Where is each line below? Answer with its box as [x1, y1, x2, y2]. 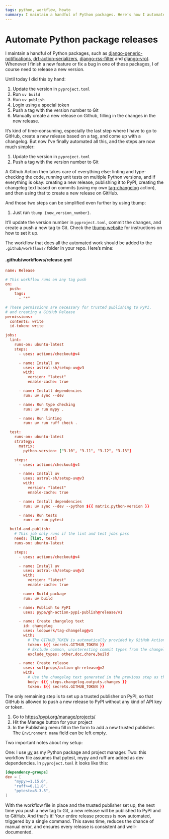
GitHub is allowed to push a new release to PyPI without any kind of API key [5, 698, 162, 705]
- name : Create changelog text [18, 619, 84, 624]
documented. [5, 829, 33, 835]
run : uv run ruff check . [23, 421, 78, 426]
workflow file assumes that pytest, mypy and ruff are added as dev [5, 754, 144, 760]
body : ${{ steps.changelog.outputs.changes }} [27, 679, 127, 684]
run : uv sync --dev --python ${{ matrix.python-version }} [23, 504, 150, 509]
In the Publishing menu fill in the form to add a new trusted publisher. [12, 724, 155, 730]
